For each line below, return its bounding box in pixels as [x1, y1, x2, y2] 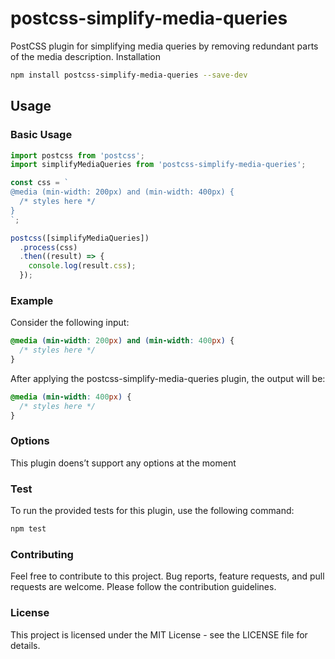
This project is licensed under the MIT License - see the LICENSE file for [10, 628, 308, 641]
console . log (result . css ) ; [28, 261, 137, 271]
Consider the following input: [10, 317, 130, 329]
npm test [10, 524, 47, 534]
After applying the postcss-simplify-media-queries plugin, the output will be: [10, 372, 326, 384]
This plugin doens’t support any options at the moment [10, 457, 237, 469]
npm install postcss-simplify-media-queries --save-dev [10, 70, 248, 80]
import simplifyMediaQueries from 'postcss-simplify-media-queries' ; [10, 160, 307, 170]
